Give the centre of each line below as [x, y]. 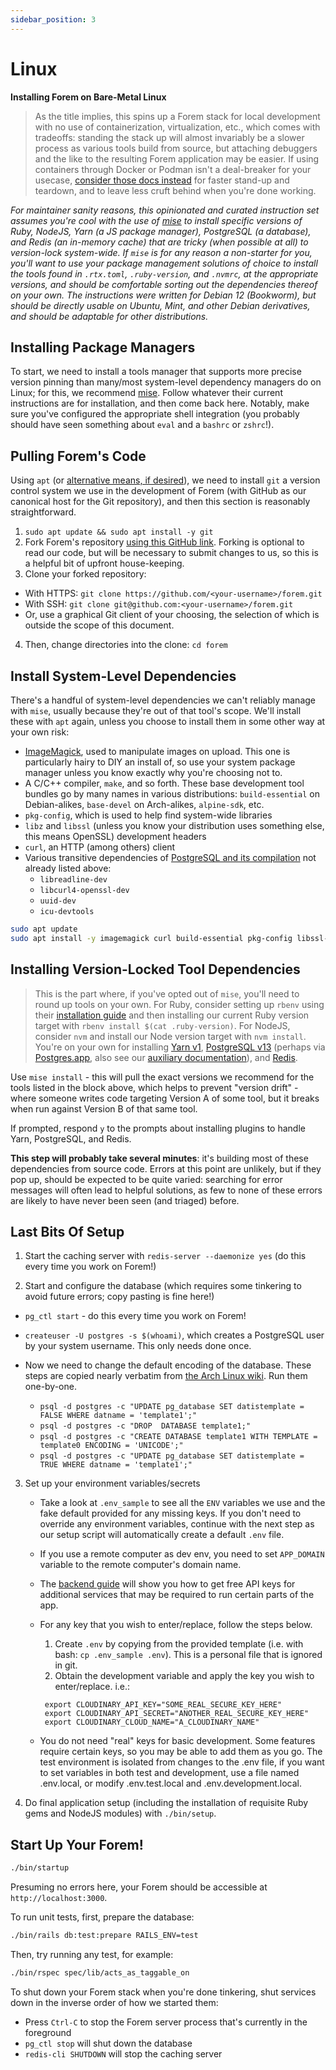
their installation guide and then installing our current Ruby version [172, 1015]
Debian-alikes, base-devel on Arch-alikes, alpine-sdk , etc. [144, 804]
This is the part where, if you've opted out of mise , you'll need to [167, 993]
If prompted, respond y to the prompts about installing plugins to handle [158, 1128]
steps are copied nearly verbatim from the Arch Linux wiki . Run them [166, 1376]
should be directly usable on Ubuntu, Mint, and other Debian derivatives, [160, 305]
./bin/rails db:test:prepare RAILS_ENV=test [104, 1936]
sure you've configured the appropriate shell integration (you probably [155, 414]
